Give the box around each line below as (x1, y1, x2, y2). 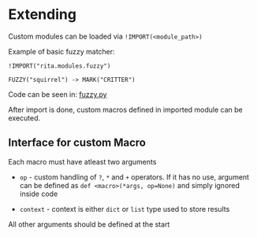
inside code (19, 189, 58, 198)
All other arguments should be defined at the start (8, 219, 170, 229)
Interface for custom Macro (8, 136, 146, 150)
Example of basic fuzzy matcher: (8, 46, 116, 56)
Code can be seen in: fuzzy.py (8, 89, 108, 99)
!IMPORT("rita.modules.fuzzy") (8, 61, 111, 70)
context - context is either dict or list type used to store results (19, 204, 230, 213)
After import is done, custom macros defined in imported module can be (8, 105, 243, 114)
